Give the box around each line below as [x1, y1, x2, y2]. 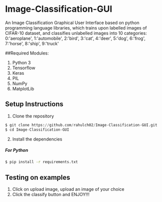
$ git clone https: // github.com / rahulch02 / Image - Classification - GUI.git [5, 122, 158, 127]
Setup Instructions [5, 100, 64, 109]
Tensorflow [12, 65, 35, 71]
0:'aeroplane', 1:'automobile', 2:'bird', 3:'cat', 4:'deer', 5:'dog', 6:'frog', [5, 35, 146, 41]
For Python [5, 147, 29, 153]
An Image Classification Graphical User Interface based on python [5, 20, 139, 26]
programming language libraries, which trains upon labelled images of [5, 25, 147, 30]
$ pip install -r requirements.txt [5, 160, 78, 165]
